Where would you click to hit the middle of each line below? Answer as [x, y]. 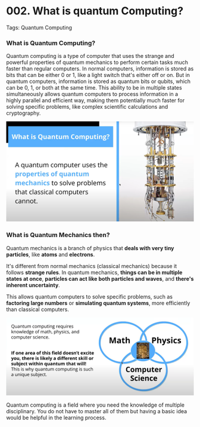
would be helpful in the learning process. [56, 418]
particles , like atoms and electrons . [51, 254]
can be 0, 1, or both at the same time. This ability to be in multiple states [94, 88]
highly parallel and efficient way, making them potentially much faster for [96, 100]
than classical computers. [38, 309]
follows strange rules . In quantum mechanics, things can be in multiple [94, 272]
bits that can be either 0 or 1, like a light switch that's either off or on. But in [98, 75]
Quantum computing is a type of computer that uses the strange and [90, 56]
